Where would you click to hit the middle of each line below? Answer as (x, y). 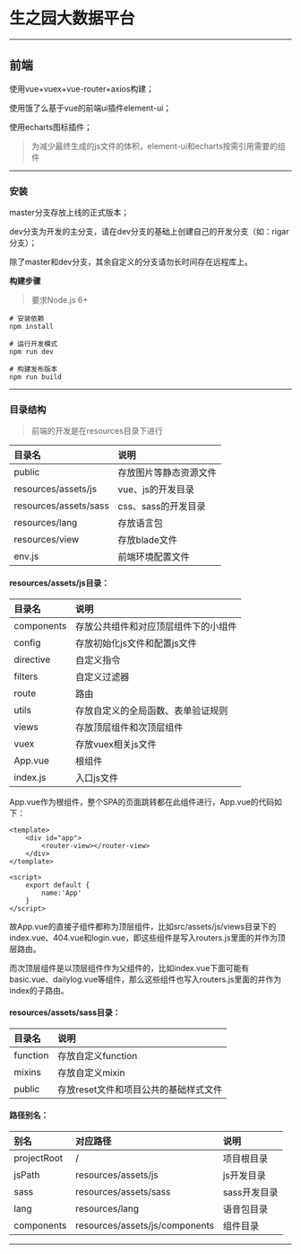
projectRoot (39, 1158)
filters (26, 676)
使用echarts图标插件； (51, 127)
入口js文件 (97, 778)
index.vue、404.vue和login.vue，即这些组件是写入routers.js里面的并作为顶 (148, 937)
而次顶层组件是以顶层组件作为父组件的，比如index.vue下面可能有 (129, 967)
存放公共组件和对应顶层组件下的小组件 (156, 626)
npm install (31, 327)
